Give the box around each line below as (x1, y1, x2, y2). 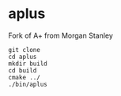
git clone (8, 46, 41, 54)
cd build (8, 66, 37, 75)
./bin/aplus (8, 80, 47, 88)
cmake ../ (8, 73, 41, 81)
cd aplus (8, 53, 37, 61)
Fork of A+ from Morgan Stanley (8, 31, 113, 40)
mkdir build (8, 60, 47, 68)
